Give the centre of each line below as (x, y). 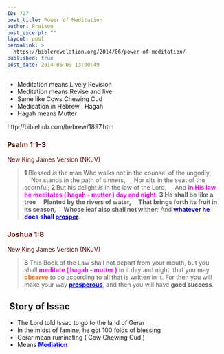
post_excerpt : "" (32, 33)
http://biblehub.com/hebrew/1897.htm (60, 126)
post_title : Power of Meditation (55, 20)
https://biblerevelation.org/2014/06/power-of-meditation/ (100, 52)
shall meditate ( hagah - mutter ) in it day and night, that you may (116, 270)
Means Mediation (42, 345)
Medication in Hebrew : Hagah (60, 106)
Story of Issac (40, 306)
